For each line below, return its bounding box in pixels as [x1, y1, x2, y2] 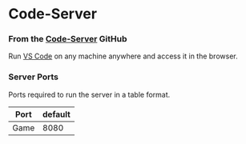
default [42, 109, 71, 120]
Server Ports [8, 71, 58, 82]
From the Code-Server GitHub [8, 34, 127, 45]
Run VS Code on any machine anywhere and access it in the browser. [8, 51, 238, 61]
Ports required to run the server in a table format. [8, 90, 171, 99]
